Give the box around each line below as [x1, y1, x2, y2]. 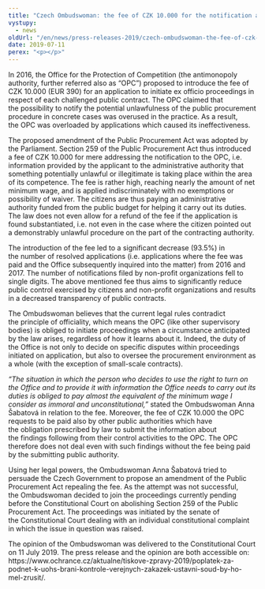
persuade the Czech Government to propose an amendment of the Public [8, 474, 247, 482]
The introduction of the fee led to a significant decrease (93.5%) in [8, 243, 226, 253]
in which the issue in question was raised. [8, 524, 144, 533]
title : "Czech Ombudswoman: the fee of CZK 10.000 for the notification [8, 11, 252, 20]
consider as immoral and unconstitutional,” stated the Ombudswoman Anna [8, 400, 255, 409]
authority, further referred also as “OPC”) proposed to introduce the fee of [8, 78, 250, 88]
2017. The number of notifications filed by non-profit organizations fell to [8, 268, 244, 277]
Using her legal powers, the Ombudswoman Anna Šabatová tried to [8, 465, 227, 475]
